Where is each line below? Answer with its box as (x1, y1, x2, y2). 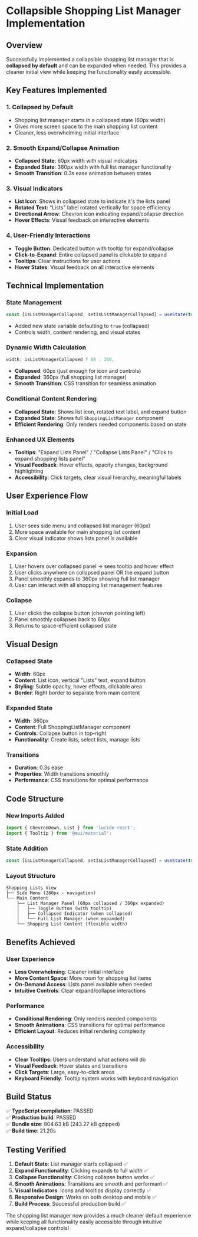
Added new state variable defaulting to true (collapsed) (14, 323, 150, 330)
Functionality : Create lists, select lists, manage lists (14, 736, 140, 743)
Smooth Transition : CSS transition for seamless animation (14, 380, 157, 387)
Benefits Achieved (6, 937, 75, 947)
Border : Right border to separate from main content (14, 689, 140, 696)
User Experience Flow (6, 491, 88, 501)
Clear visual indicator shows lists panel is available (14, 534, 138, 542)
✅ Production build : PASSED (6, 1114, 77, 1121)
